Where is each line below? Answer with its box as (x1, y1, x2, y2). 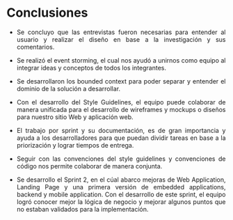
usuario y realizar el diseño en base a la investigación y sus (16, 35, 226, 43)
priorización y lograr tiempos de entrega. (16, 141, 134, 149)
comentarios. (16, 42, 55, 51)
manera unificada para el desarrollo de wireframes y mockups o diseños (16, 105, 226, 113)
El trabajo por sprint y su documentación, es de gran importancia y (16, 126, 226, 134)
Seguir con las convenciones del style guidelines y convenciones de (16, 155, 226, 163)
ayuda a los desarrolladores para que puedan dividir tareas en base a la (16, 134, 226, 142)
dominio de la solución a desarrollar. (16, 84, 121, 93)
